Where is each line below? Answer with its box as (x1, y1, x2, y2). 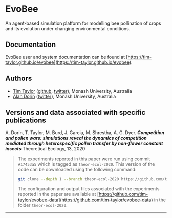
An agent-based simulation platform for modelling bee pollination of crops (5, 20, 161, 26)
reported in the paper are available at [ (17, 191, 99, 198)
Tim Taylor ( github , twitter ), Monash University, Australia (12, 88, 132, 94)
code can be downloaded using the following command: (17, 167, 137, 173)
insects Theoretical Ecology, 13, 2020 (5, 146, 85, 152)
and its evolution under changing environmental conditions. (5, 25, 131, 31)
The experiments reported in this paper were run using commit (17, 156, 150, 162)
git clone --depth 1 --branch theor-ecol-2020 (17, 177, 119, 182)
